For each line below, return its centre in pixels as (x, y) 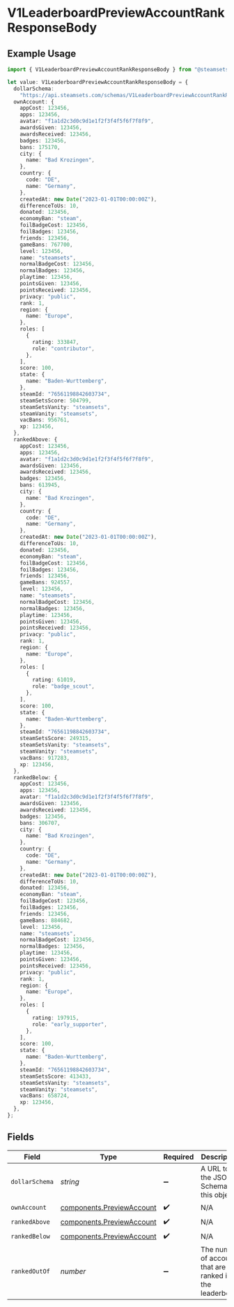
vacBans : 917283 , (45, 758)
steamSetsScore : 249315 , (56, 739)
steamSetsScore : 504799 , (56, 400)
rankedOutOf (31, 1271)
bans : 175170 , (40, 147)
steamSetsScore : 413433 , (56, 1076)
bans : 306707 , (40, 823)
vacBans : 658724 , (45, 1096)
